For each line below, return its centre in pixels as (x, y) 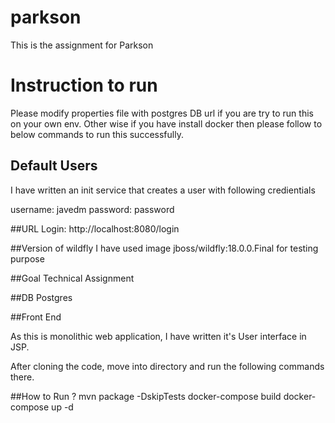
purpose (27, 258)
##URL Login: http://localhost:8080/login (95, 228)
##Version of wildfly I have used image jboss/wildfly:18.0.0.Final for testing (164, 248)
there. (22, 377)
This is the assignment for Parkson (82, 45)
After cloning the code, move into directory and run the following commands (167, 366)
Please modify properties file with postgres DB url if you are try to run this (162, 113)
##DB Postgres (41, 297)
